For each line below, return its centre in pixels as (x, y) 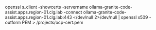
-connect (73, 12)
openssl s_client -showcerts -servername (47, 7)
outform (13, 22)
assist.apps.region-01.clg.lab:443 (38, 17)
